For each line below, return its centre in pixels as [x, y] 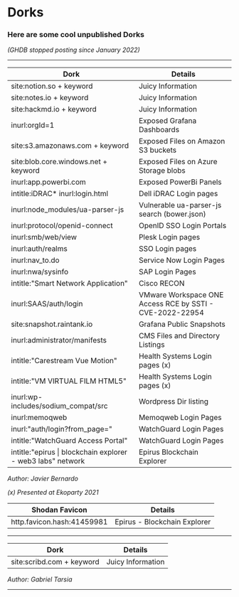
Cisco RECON [161, 284]
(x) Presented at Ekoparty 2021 [53, 493]
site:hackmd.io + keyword [54, 109]
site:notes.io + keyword [50, 98]
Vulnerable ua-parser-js [180, 205]
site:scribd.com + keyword [55, 562]
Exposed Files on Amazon [182, 141]
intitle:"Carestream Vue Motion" [64, 361]
